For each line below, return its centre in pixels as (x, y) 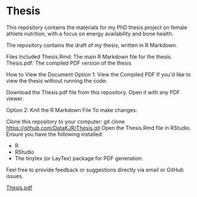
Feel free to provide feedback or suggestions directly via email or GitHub (95, 170)
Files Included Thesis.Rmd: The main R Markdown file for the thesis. (89, 56)
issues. (15, 176)
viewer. (15, 99)
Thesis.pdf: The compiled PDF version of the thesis (69, 63)
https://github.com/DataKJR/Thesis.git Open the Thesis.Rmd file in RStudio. (99, 128)
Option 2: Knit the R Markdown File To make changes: (72, 110)
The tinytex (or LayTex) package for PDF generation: (79, 158)
